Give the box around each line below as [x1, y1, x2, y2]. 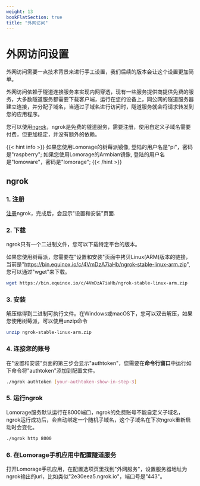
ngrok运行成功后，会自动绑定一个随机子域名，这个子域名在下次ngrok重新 [6, 416, 186, 423]
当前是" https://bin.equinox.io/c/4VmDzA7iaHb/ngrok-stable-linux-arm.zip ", [6, 261, 190, 268]
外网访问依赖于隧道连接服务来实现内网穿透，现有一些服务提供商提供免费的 [6, 88, 189, 95]
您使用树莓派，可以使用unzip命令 [6, 317, 88, 325]
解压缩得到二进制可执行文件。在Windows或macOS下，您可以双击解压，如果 [6, 310, 193, 317]
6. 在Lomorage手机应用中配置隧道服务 [6, 451, 117, 459]
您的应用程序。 [6, 111, 43, 118]
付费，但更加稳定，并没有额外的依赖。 [6, 131, 100, 138]
